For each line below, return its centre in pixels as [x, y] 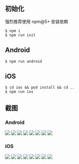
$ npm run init [20, 35]
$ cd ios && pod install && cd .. [40, 88]
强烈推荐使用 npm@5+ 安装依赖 [37, 22]
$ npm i [13, 31]
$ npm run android [24, 61]
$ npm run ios [19, 92]
